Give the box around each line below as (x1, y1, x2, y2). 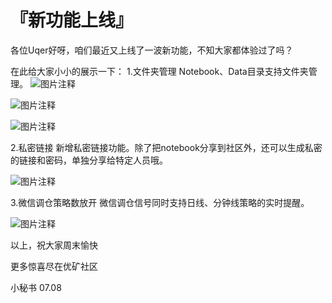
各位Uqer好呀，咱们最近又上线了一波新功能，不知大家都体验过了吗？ (10, 44, 294, 56)
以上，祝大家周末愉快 (10, 239, 98, 251)
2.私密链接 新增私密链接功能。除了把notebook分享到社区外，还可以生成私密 (10, 141, 323, 153)
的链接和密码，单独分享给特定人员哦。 (10, 154, 168, 166)
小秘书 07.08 (10, 281, 62, 293)
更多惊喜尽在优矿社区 (10, 260, 98, 272)
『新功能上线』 (10, 9, 134, 32)
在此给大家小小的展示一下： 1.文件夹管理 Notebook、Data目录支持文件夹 (10, 65, 309, 77)
